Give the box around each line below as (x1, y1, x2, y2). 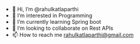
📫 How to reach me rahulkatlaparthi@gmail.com (12, 32, 134, 38)
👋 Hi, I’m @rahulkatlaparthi (12, 6, 79, 12)
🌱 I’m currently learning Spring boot (12, 18, 101, 25)
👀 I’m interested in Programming (12, 12, 93, 19)
